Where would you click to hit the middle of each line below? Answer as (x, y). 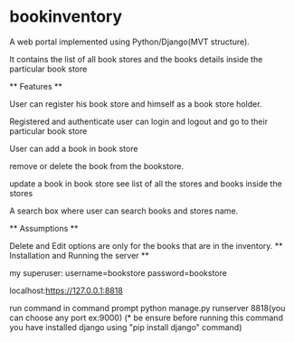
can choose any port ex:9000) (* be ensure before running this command (146, 318)
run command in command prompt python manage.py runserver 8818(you (147, 308)
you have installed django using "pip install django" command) (126, 327)
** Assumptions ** (44, 228)
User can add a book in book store (74, 148)
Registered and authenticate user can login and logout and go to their (139, 121)
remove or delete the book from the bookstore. (96, 166)
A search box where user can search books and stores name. (124, 211)
